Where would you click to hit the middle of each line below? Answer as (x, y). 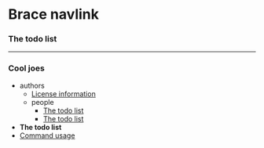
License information (63, 94)
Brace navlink (54, 14)
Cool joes (26, 68)
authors (32, 85)
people (42, 102)
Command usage (47, 135)
